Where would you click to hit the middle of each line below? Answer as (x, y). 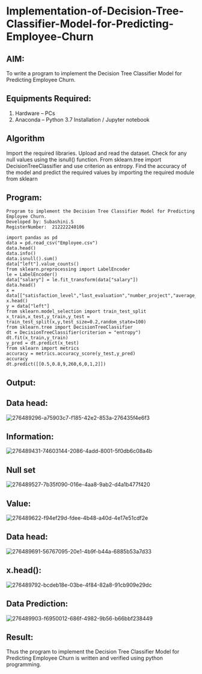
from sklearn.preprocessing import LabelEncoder (68, 269)
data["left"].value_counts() (43, 264)
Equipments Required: (49, 98)
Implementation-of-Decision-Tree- (95, 11)
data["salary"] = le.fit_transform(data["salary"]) (72, 280)
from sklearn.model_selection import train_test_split (76, 311)
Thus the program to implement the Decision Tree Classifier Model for (93, 652)
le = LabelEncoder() (32, 275)
